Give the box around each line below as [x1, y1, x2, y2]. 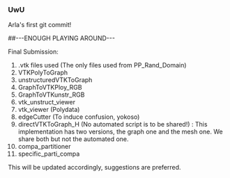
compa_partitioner [17, 143, 71, 151]
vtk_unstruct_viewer [17, 98, 76, 106]
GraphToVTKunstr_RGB [17, 90, 85, 99]
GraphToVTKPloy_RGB [17, 83, 82, 92]
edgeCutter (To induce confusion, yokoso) [17, 113, 140, 121]
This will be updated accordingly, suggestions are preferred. [8, 163, 181, 172]
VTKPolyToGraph [17, 68, 68, 77]
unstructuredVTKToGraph [17, 76, 93, 84]
